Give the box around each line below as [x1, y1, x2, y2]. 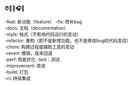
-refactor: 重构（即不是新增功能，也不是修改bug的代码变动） [5, 38, 131, 44]
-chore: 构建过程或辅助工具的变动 [5, 44, 75, 50]
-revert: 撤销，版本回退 [5, 50, 53, 56]
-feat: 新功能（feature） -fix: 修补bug [5, 19, 82, 25]
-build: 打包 [5, 69, 29, 75]
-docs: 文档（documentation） [5, 25, 69, 31]
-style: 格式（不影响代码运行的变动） [5, 31, 82, 37]
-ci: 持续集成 [5, 75, 31, 81]
